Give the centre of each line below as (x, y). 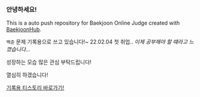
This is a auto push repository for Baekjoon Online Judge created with (93, 23)
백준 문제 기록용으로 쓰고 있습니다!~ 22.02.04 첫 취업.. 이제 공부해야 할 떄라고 (97, 42)
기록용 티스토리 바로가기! (35, 88)
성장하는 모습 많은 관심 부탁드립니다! (49, 62)
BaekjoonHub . (24, 30)
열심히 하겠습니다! (27, 75)
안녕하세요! (22, 9)
